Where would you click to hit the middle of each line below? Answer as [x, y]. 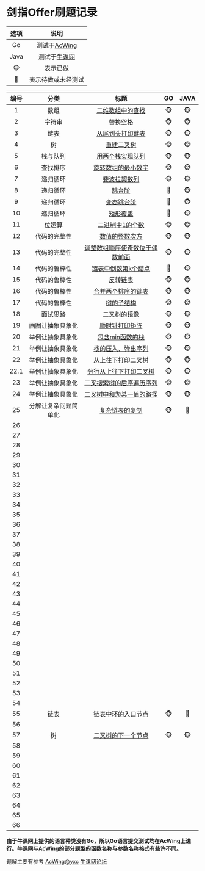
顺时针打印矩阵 [121, 325]
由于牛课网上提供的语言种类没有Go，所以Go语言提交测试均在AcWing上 [96, 840]
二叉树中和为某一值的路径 [121, 394]
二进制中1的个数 [121, 225]
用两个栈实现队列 [121, 156]
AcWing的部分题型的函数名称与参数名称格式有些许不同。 [110, 848]
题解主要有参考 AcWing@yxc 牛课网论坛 [57, 861]
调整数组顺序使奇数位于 [118, 248]
